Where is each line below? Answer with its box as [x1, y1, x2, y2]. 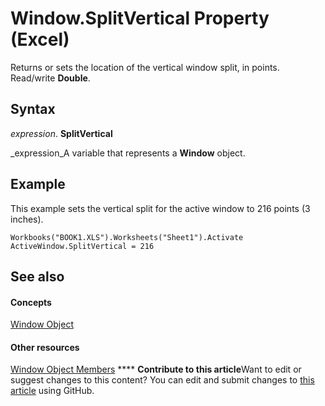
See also [10, 268, 65, 285]
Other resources [10, 341, 80, 353]
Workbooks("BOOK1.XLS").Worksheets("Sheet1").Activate [10, 232, 244, 242]
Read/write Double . [10, 72, 91, 84]
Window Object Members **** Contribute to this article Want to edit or [10, 363, 302, 376]
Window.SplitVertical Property [10, 7, 270, 30]
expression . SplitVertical [10, 127, 113, 139]
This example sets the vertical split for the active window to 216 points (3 [10, 202, 311, 214]
